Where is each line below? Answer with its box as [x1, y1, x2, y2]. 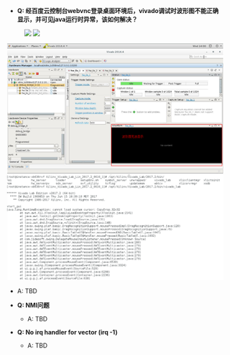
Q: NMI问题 [16, 301, 50, 310]
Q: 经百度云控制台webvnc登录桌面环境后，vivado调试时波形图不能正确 [16, 7, 219, 14]
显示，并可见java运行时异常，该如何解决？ [16, 15, 138, 23]
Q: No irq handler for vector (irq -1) [16, 328, 118, 336]
